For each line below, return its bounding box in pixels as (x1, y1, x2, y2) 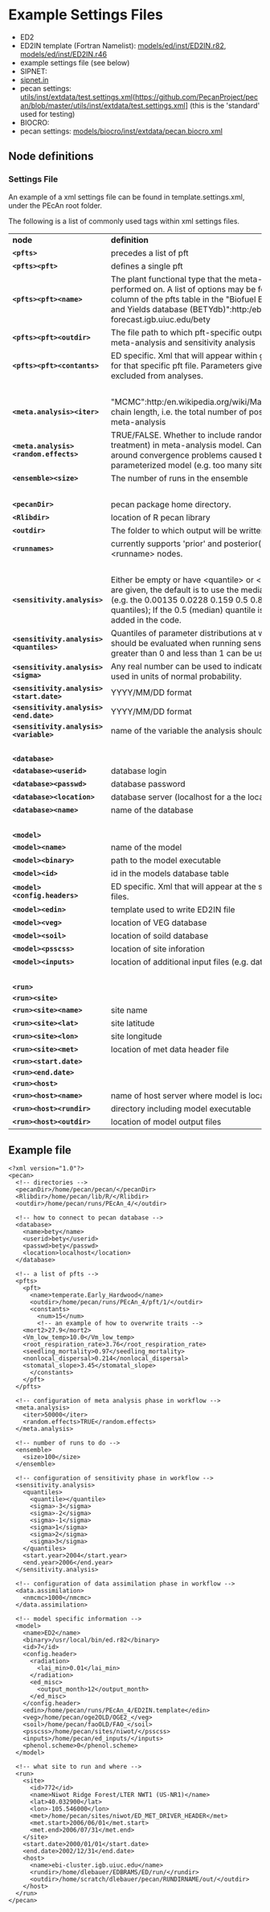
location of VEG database (111, 917, 207, 928)
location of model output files (111, 1116, 222, 1127)
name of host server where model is (111, 1090, 247, 1101)
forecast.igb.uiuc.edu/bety (111, 314, 211, 325)
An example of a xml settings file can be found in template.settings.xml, (8, 191, 245, 202)
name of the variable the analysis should (111, 725, 264, 736)
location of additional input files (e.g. (111, 956, 249, 967)
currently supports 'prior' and (111, 537, 223, 549)
